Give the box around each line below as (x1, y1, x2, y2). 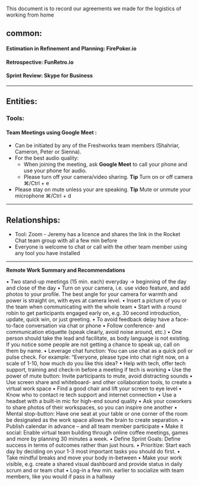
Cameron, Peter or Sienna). (14, 148, 82, 156)
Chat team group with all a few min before (14, 237, 117, 244)
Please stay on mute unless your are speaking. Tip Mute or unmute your (14, 186, 191, 193)
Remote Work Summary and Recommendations (6, 266, 126, 274)
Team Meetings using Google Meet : (6, 128, 97, 136)
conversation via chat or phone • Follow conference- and (25, 322, 165, 329)
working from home (6, 11, 54, 18)
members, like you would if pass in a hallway (6, 473, 115, 480)
